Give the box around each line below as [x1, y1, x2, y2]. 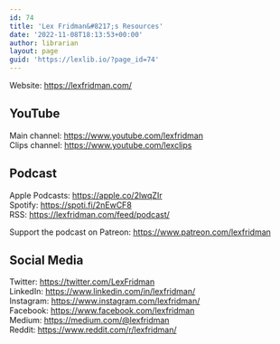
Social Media [9, 253, 84, 268]
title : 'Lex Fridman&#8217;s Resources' [9, 22, 164, 31]
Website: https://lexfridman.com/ [9, 80, 133, 90]
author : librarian [9, 38, 79, 48]
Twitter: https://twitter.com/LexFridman [9, 276, 155, 287]
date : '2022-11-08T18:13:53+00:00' [9, 30, 144, 39]
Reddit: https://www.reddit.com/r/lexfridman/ [9, 324, 177, 335]
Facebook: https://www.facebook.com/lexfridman [9, 305, 195, 316]
